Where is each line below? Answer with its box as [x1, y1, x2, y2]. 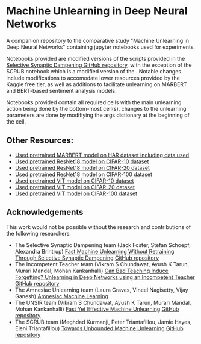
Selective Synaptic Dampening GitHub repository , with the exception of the [6, 61, 192, 69]
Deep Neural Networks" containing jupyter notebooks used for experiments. [6, 43, 196, 51]
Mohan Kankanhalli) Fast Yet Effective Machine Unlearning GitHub [14, 305, 179, 313]
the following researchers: [6, 230, 71, 237]
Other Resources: [6, 136, 74, 146]
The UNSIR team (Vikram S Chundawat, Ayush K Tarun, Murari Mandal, [14, 299, 191, 306]
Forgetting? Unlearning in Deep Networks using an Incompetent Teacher [14, 273, 196, 281]
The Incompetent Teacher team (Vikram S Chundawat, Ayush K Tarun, [14, 260, 190, 267]
